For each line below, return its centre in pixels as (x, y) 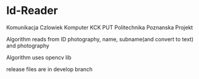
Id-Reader (32, 11)
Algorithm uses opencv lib (39, 57)
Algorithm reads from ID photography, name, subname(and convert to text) (100, 39)
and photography (28, 46)
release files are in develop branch (49, 69)
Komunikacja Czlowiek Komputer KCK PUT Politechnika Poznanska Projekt (99, 27)
